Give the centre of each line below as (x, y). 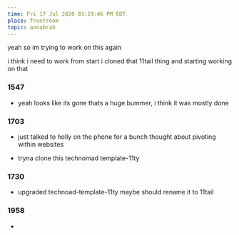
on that (18, 69)
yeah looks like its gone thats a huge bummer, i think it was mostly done (123, 103)
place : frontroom (33, 21)
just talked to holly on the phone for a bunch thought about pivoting (117, 137)
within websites (41, 144)
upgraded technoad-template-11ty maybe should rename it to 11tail (116, 192)
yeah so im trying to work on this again (65, 48)
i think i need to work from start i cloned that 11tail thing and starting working (120, 61)
